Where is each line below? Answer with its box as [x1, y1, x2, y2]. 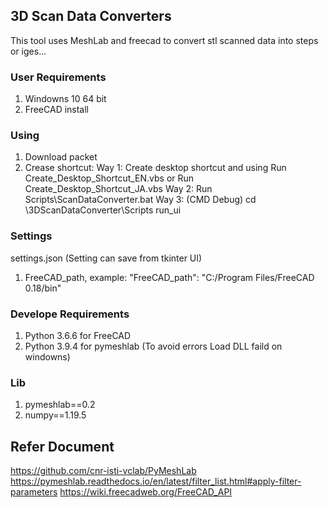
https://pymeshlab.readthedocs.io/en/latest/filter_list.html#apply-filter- [10, 475, 302, 488]
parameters [10, 486, 58, 498]
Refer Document [10, 438, 115, 455]
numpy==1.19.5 [24, 409, 87, 421]
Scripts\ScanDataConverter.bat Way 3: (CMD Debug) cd [24, 194, 257, 206]
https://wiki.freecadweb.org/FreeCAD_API [59, 486, 233, 498]
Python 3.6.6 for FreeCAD [24, 330, 132, 341]
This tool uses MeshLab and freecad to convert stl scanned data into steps [10, 34, 319, 46]
